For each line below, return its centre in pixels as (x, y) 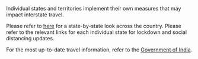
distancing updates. (30, 38)
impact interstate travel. (35, 15)
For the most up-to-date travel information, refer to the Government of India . (99, 50)
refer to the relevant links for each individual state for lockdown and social (97, 32)
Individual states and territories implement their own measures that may (94, 8)
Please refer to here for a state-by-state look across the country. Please (94, 26)
